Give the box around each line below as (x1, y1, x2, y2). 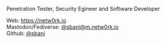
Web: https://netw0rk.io (6, 17, 66, 24)
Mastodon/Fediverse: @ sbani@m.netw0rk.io (6, 24, 119, 30)
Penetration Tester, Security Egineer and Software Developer (6, 5, 160, 12)
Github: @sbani (6, 30, 45, 37)
